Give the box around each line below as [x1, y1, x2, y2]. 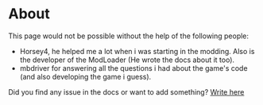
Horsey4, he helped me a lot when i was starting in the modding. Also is [19, 46, 255, 56]
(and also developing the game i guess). [19, 72, 152, 81]
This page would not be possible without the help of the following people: [8, 31, 249, 41]
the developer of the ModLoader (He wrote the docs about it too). [19, 55, 235, 64]
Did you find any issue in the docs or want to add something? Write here [8, 87, 245, 96]
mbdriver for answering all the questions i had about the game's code [19, 63, 248, 72]
